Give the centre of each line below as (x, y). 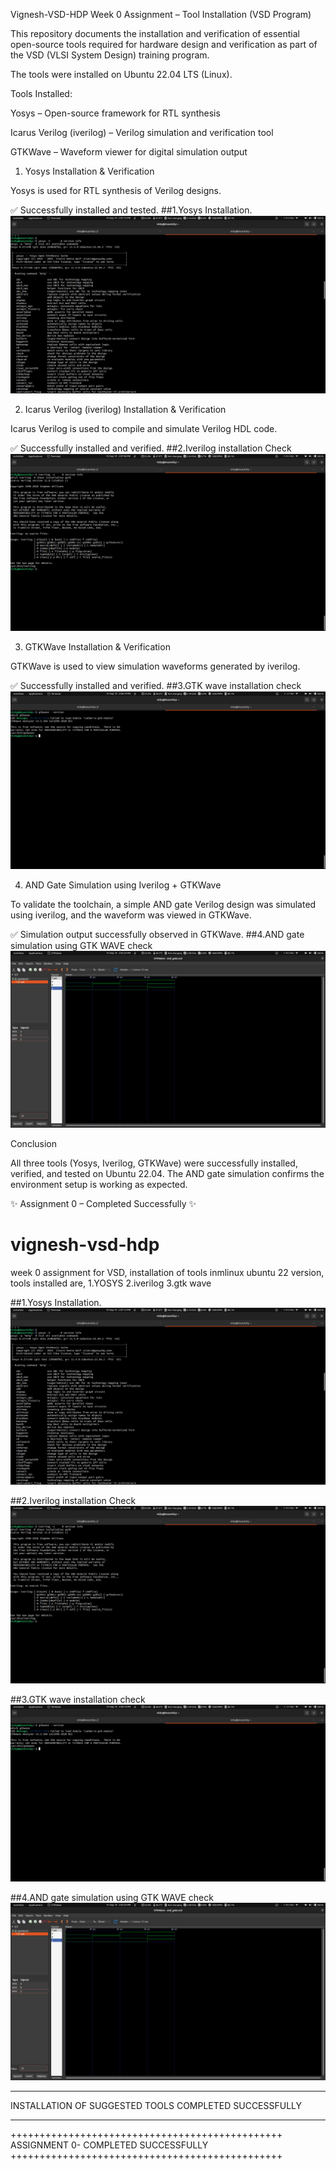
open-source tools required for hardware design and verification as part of (164, 44)
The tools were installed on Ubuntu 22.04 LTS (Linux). (121, 74)
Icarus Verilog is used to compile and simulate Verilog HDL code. (144, 428)
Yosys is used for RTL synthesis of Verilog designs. (116, 190)
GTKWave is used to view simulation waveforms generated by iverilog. (155, 666)
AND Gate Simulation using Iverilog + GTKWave (123, 885)
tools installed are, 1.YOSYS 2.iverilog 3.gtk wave (111, 1283)
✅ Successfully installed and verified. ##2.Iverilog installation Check (151, 448)
